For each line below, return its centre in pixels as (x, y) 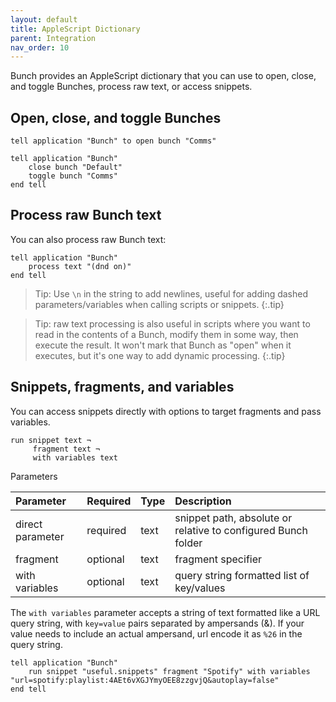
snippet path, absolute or (233, 518)
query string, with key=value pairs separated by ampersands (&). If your (157, 623)
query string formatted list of (242, 575)
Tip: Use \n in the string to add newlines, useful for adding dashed (171, 293)
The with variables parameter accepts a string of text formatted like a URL (165, 612)
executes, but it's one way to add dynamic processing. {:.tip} (160, 355)
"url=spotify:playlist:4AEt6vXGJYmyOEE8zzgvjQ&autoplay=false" (145, 680)
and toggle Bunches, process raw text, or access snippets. (131, 87)
